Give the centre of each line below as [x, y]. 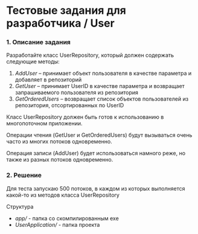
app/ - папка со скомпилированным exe [67, 218]
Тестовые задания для [66, 11]
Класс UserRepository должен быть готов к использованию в [85, 117]
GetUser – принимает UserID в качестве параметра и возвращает [100, 86]
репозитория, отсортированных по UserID [69, 106]
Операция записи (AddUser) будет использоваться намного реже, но [96, 153]
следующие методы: [33, 62]
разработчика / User [60, 23]
